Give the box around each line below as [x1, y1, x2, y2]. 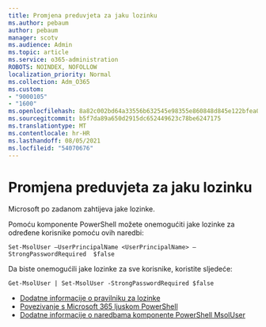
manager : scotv [8, 33, 59, 42]
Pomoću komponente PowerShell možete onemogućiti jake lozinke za [8, 219, 235, 230]
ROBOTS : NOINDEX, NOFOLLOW [8, 63, 97, 71]
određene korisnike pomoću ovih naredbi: [8, 228, 144, 238]
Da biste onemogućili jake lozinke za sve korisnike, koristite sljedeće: [8, 264, 233, 274]
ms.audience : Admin [8, 41, 73, 49]
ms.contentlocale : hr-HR [8, 129, 90, 137]
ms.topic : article [8, 48, 69, 56]
